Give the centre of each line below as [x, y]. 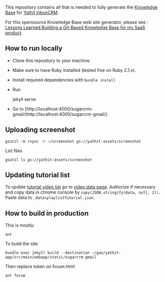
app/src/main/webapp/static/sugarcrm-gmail [51, 257]
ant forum [15, 276]
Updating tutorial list [38, 175]
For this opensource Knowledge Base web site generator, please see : [77, 22]
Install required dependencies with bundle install [64, 80]
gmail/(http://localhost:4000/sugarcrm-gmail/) [60, 114]
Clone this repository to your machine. [51, 60]
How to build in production [47, 213]
